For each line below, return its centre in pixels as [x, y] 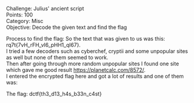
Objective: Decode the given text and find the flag [67, 27]
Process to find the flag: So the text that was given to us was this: [86, 39]
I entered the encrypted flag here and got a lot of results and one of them [95, 76]
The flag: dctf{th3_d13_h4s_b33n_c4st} [54, 94]
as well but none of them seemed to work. [57, 57]
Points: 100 [20, 15]
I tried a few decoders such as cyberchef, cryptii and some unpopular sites [97, 51]
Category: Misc [25, 21]
